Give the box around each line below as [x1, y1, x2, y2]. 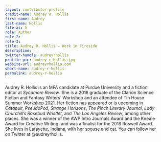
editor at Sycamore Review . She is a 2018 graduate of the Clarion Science [5, 89, 154, 95]
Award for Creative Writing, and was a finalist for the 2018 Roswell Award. [5, 120, 153, 126]
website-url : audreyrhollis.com [5, 62, 71, 67]
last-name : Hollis [5, 21, 43, 26]
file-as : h [5, 25, 27, 30]
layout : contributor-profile [5, 7, 65, 12]
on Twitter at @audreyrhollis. [5, 131, 64, 137]
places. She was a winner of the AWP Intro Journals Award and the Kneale [5, 116, 155, 121]
